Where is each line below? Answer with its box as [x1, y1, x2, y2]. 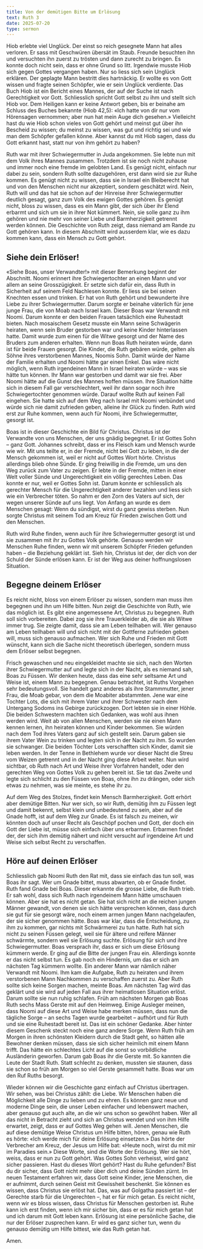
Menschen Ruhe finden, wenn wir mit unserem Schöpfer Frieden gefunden [6, 543, 193, 551]
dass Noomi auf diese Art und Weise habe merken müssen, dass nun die [6, 1007, 188, 1014]
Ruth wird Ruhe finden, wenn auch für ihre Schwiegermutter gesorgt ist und [6, 530, 196, 537]
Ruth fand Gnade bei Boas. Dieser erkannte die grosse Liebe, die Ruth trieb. [6, 885, 196, 892]
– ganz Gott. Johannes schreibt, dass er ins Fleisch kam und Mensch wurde [6, 441, 196, 449]
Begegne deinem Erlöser [6, 580, 102, 590]
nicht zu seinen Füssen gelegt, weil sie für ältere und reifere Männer [6, 930, 176, 937]
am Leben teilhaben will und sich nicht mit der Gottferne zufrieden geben [6, 628, 189, 635]
